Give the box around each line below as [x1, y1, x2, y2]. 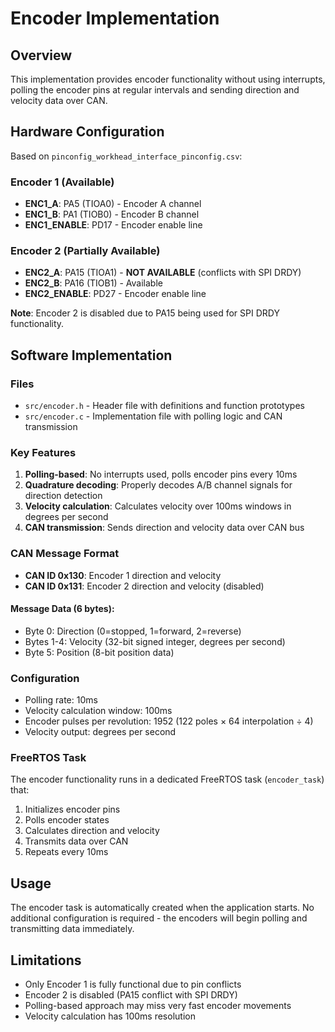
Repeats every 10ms [24, 846, 109, 858]
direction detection [24, 490, 103, 502]
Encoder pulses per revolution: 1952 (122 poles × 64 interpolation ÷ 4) [24, 715, 314, 727]
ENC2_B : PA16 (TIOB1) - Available [24, 277, 163, 289]
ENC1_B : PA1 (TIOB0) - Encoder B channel [24, 208, 200, 221]
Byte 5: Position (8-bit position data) [24, 646, 175, 658]
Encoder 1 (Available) [10, 175, 115, 189]
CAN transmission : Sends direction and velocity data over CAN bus [24, 522, 305, 534]
